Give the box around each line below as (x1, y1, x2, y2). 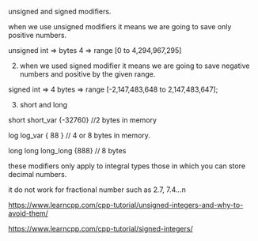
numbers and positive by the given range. (19, 70, 156, 78)
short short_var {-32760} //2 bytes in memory (8, 115, 157, 125)
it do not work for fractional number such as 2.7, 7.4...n (8, 185, 186, 194)
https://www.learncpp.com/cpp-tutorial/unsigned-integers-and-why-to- (8, 201, 244, 209)
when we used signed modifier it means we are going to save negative (19, 61, 250, 70)
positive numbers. (8, 31, 67, 40)
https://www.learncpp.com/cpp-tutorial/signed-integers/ (8, 224, 193, 233)
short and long (19, 100, 68, 109)
